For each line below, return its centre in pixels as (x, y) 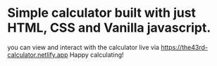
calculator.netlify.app (38, 55)
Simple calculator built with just (101, 13)
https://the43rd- (184, 47)
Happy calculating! (97, 55)
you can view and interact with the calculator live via (83, 47)
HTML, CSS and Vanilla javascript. (109, 28)
